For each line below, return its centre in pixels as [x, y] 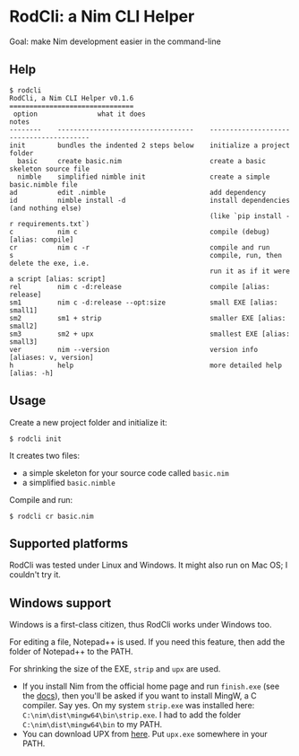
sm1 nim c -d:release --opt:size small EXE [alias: [144, 303]
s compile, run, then [145, 255]
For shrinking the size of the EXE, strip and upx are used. [115, 669]
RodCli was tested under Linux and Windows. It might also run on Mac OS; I [149, 565]
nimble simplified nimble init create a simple [144, 177]
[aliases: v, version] [51, 357]
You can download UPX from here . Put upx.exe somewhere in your [145, 734]
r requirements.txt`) [50, 224]
